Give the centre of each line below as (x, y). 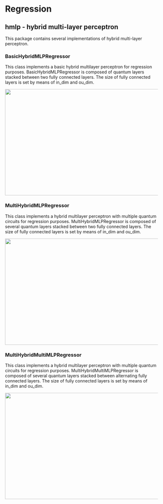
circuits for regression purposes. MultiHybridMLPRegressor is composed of (81, 221)
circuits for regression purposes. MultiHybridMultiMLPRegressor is (72, 370)
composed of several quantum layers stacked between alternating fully (76, 376)
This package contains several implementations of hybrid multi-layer (73, 38)
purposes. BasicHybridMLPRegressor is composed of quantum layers (75, 72)
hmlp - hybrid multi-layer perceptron (62, 27)
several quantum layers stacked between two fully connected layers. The (78, 226)
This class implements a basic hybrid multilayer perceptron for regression (79, 67)
